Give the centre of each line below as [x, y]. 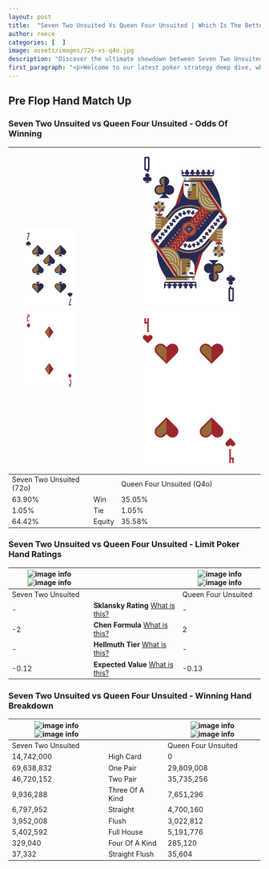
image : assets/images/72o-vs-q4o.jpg [71, 51]
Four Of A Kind [132, 843]
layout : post [30, 17]
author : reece [32, 34]
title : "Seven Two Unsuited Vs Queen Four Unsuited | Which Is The [125, 25]
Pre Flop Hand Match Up [70, 101]
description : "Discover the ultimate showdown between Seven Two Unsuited [136, 59]
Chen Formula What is [130, 625]
